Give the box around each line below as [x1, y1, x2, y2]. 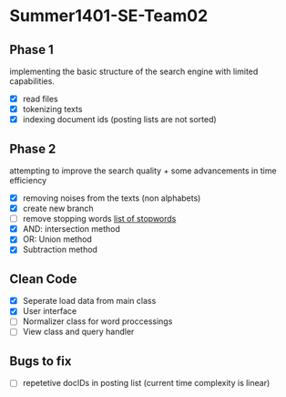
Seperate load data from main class [22, 296, 157, 307]
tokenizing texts [22, 104, 83, 115]
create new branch [22, 203, 94, 214]
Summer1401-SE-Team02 [9, 5, 209, 26]
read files [22, 93, 59, 104]
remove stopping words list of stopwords [22, 214, 177, 225]
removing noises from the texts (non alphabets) [22, 193, 201, 204]
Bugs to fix [9, 353, 72, 369]
